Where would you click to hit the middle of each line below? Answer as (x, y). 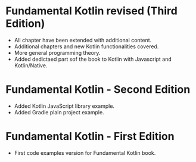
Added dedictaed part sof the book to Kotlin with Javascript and (93, 59)
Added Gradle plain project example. (59, 112)
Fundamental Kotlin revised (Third (92, 11)
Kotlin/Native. (31, 65)
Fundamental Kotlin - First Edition (90, 137)
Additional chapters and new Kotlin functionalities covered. (86, 46)
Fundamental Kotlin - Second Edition (98, 90)
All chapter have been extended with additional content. (83, 40)
